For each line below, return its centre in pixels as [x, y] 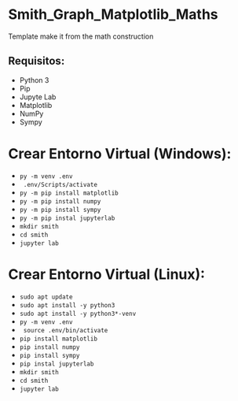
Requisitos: [37, 61]
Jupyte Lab [38, 97]
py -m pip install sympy [60, 210]
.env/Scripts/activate [60, 184]
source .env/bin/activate [66, 330]
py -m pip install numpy [60, 201]
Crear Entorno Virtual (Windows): [120, 153]
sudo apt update [46, 297]
